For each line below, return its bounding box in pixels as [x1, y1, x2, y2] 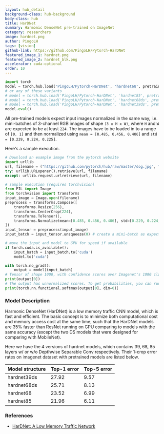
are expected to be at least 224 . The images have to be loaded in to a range [5, 126, 156, 132]
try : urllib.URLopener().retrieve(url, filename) [5, 169, 108, 174]
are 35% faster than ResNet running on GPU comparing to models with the [5, 324, 155, 330]
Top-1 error [50, 366, 80, 373]
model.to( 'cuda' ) [14, 254, 49, 259]
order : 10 [5, 66, 25, 71]
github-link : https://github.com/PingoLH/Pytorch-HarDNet [5, 48, 125, 53]
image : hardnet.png [5, 35, 45, 39]
